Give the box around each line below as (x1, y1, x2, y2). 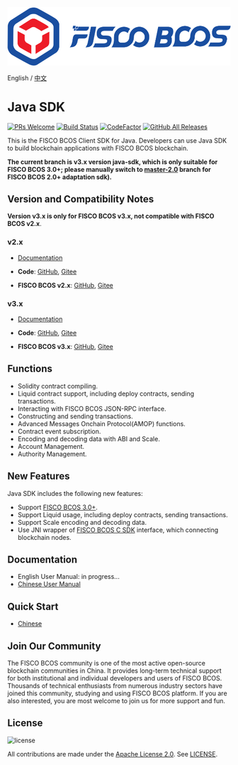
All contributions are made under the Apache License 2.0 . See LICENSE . (7, 749, 218, 758)
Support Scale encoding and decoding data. (17, 518, 147, 526)
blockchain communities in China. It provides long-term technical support (7, 666, 222, 675)
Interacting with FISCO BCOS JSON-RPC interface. (17, 404, 166, 413)
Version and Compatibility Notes (7, 192, 154, 205)
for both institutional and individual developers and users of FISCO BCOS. (7, 674, 222, 683)
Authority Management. (17, 450, 87, 458)
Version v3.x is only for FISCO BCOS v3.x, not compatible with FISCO (7, 212, 215, 220)
